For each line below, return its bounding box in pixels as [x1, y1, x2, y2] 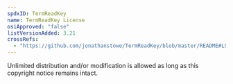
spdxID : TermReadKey [7, 10, 67, 17]
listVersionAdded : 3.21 [7, 29, 76, 37]
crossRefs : [7, 36, 39, 43]
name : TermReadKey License [7, 17, 85, 24]
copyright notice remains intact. [7, 69, 98, 77]
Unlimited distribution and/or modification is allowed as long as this [7, 62, 199, 69]
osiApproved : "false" [7, 23, 70, 30]
